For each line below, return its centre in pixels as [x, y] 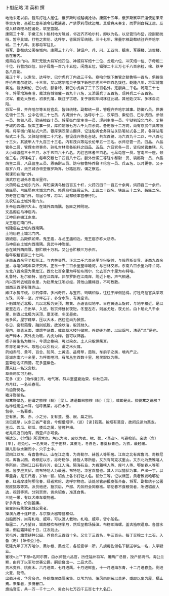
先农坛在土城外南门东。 [26, 201]
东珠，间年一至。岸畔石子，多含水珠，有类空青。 [49, 298]
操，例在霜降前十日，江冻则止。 [34, 530]
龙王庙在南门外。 [20, 223]
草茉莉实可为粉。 [20, 374]
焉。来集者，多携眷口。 [26, 584]
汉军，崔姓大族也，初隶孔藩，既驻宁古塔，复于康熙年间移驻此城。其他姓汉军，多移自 [80, 99]
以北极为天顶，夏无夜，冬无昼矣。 [50, 314]
